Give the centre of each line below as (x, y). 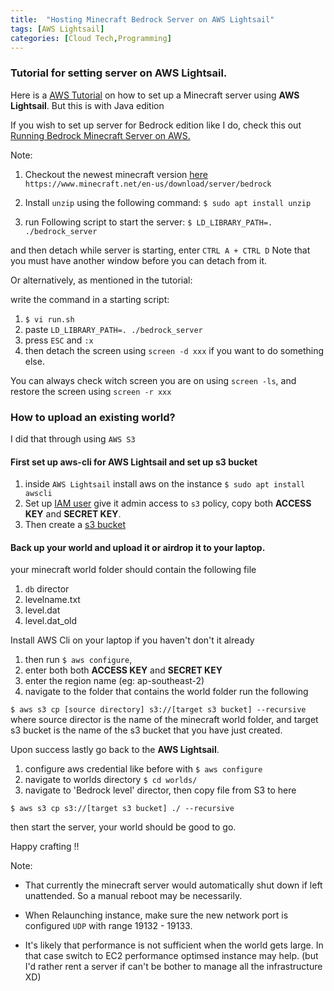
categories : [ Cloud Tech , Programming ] (91, 38)
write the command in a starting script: (90, 299)
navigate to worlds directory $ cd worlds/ (111, 780)
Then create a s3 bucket (75, 525)
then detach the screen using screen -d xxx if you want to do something (174, 350)
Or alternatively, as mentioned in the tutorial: (101, 280)
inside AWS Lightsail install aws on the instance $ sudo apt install (165, 484)
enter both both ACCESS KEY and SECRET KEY (123, 670)
